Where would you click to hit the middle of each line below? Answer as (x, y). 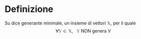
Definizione (29, 9)
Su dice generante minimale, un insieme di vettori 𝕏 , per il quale (70, 23)
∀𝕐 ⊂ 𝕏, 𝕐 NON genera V (83, 30)
